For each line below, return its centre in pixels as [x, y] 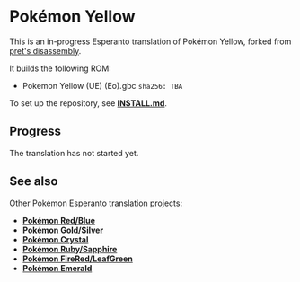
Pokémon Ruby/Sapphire [70, 249]
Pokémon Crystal [55, 239]
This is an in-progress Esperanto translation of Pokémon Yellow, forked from [150, 41]
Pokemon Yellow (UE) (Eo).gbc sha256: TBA [102, 85]
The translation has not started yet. [74, 153]
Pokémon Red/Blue [59, 220]
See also [34, 181]
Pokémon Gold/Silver [63, 230]
